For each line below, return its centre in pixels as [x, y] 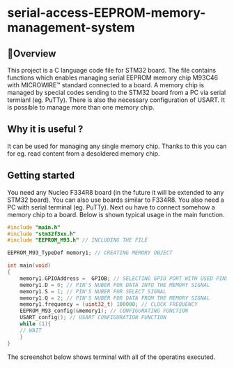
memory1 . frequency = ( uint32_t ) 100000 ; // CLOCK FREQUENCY [109, 304]
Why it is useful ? [45, 130]
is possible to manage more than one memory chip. [81, 107]
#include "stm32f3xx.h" [42, 234]
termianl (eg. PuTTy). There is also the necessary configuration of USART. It [116, 100]
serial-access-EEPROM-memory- [107, 13]
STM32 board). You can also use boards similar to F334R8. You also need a [116, 200]
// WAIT [31, 330]
